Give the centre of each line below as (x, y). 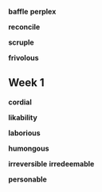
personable (28, 179)
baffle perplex (32, 12)
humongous (29, 148)
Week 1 (26, 83)
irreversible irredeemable (51, 163)
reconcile (24, 27)
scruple (21, 42)
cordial (20, 102)
